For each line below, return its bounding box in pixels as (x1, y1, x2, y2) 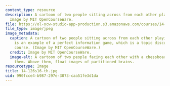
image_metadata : (5, 31, 39, 36)
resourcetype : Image (5, 64, 49, 69)
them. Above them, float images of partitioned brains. (14, 59, 135, 64)
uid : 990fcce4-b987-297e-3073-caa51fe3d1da (5, 73, 99, 78)
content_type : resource (5, 7, 56, 13)
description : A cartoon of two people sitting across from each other (5, 12, 157, 17)
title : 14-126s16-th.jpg (5, 69, 58, 74)
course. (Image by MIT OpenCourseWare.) (14, 45, 101, 50)
